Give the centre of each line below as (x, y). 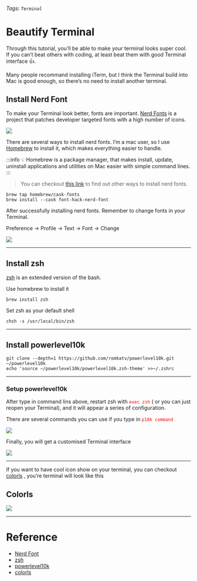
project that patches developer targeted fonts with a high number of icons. (96, 120)
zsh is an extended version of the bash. (54, 278)
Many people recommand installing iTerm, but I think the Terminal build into (97, 75)
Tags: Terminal (24, 8)
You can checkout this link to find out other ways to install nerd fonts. (104, 184)
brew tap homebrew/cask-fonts (43, 195)
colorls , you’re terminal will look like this (55, 476)
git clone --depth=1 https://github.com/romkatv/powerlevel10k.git (90, 358)
